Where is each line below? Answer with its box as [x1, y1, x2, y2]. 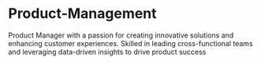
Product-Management [8, 5, 157, 23]
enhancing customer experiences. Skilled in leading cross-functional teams [8, 38, 254, 48]
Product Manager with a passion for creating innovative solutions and [8, 30, 234, 40]
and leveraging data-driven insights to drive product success [8, 47, 207, 56]
